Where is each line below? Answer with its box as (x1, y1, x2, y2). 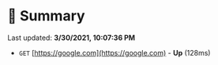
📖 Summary (7, 7, 85, 25)
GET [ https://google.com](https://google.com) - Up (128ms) (18, 48, 211, 57)
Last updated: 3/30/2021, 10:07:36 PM (7, 33, 136, 42)
